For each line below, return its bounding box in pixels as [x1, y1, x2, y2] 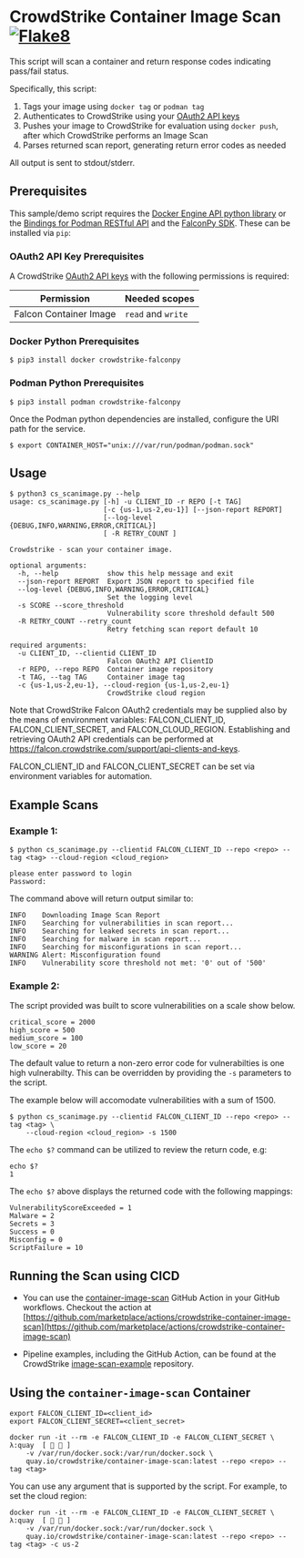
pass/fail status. [9, 66, 70, 77]
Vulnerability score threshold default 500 [106, 609, 275, 619]
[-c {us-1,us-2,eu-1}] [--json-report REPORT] [103, 506, 283, 515]
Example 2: [9, 979, 60, 992]
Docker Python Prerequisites [9, 334, 139, 347]
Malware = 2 [9, 1212, 55, 1221]
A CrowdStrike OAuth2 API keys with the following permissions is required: [9, 271, 289, 282]
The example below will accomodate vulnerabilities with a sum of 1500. [9, 1095, 276, 1106]
